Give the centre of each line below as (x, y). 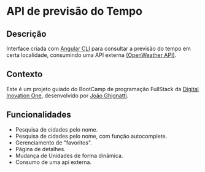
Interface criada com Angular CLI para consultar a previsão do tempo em (99, 48)
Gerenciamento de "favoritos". (53, 143)
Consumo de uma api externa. (53, 162)
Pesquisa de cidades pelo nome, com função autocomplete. (91, 136)
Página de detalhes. (40, 149)
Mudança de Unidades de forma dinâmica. (69, 155)
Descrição (26, 34)
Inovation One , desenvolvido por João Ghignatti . (68, 95)
